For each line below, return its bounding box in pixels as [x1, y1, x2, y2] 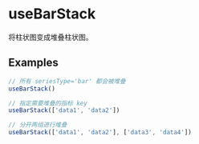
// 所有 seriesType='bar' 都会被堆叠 [8, 77, 126, 85]
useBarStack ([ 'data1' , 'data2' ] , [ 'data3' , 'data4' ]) [8, 129, 193, 137]
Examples [8, 56, 59, 70]
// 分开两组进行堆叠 [8, 121, 67, 129]
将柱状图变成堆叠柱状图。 [8, 32, 93, 42]
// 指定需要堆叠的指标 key [8, 99, 88, 107]
